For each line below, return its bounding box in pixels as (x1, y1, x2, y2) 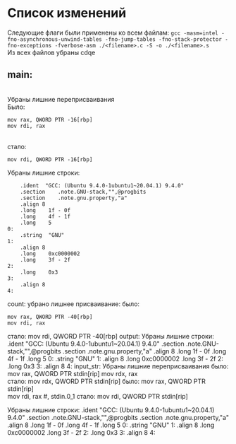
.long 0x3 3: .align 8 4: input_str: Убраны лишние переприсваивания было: (7, 362, 229, 370)
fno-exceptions (7, 42, 52, 49)
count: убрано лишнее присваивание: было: (7, 299, 139, 308)
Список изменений (7, 5, 127, 21)
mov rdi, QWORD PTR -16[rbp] (7, 156, 93, 163)
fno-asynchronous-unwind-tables (7, 35, 102, 43)
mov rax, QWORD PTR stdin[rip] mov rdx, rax (7, 369, 138, 378)
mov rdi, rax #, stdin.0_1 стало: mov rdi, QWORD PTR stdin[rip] (7, 392, 188, 400)
